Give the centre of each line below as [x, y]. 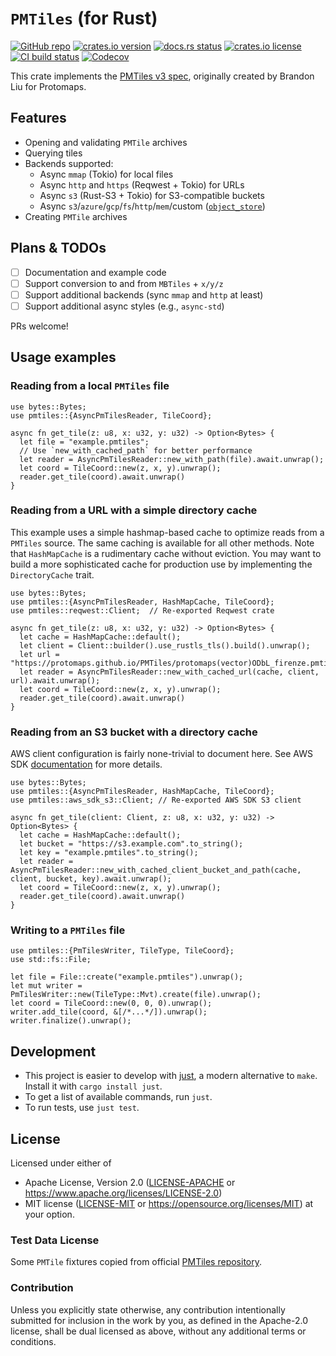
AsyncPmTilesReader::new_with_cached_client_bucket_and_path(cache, [156, 870]
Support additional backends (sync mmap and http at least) [144, 294]
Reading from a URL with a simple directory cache [134, 510]
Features [38, 118]
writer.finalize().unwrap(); [71, 1021]
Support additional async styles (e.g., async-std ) [124, 306]
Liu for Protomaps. [48, 86]
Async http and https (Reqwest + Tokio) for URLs [142, 184]
